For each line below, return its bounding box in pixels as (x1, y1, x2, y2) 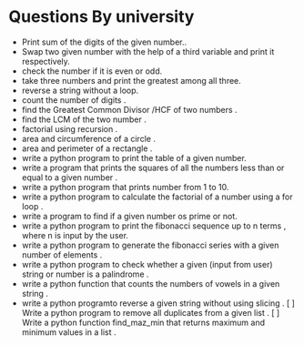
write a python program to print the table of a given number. (21, 152, 247, 163)
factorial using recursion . (21, 123, 118, 134)
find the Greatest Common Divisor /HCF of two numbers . (21, 104, 238, 115)
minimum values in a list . (21, 326, 117, 338)
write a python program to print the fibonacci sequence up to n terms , (21, 220, 287, 231)
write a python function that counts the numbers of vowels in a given (21, 278, 280, 289)
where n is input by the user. (21, 229, 129, 240)
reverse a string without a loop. (21, 85, 139, 96)
